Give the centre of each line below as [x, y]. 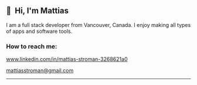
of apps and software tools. [39, 31]
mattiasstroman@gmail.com [40, 70]
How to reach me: [32, 46]
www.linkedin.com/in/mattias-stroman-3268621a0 [67, 59]
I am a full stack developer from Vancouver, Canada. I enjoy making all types [98, 25]
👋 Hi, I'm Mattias [38, 11]
